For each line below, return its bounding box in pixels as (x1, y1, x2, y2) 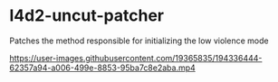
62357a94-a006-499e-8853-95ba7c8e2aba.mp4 (9, 62, 197, 73)
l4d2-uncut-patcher (9, 5, 165, 26)
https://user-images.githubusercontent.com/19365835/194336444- (9, 52, 263, 63)
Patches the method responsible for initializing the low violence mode (9, 35, 269, 46)
